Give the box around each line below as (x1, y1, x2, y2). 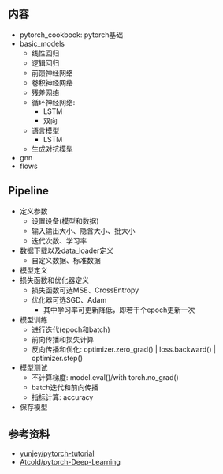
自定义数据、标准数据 (31, 255, 101, 265)
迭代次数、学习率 (31, 235, 87, 245)
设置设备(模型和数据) (31, 216, 99, 225)
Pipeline (8, 184, 50, 197)
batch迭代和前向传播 (31, 382, 98, 392)
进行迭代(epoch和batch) (31, 325, 110, 334)
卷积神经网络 (31, 77, 73, 87)
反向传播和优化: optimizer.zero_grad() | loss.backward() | (31, 344, 217, 354)
